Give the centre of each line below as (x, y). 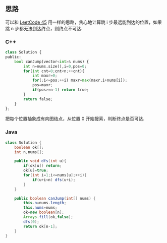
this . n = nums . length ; (45, 203)
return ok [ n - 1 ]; (40, 226)
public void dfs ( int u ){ (40, 161)
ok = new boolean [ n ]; (44, 212)
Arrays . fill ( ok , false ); (48, 217)
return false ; (38, 99)
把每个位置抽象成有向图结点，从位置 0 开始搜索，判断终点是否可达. (75, 119)
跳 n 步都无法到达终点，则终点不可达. (44, 28)
